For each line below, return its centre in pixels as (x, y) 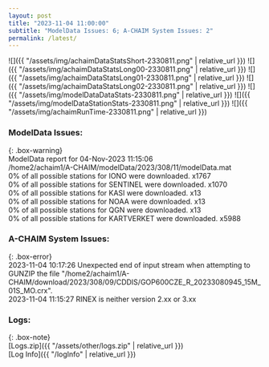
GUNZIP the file (34, 273)
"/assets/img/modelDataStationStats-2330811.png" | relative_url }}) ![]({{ (128, 103)
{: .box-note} (29, 337)
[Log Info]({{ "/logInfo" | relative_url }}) (72, 354)
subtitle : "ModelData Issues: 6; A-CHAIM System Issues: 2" (111, 30)
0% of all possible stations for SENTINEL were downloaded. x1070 (118, 184)
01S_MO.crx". (31, 290)
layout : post (30, 16)
